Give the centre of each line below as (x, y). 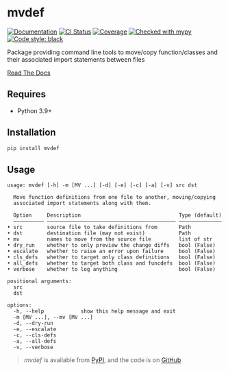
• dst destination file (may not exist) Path (99, 234)
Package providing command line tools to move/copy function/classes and (112, 52)
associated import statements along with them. (83, 204)
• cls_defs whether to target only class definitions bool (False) (111, 258)
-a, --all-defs (35, 342)
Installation (31, 133)
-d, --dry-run (33, 324)
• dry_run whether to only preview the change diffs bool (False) (111, 246)
